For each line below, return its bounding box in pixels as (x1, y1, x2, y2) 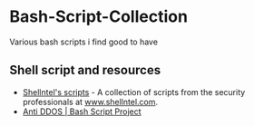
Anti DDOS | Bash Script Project (22, 106, 142, 117)
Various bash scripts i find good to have (9, 36, 159, 47)
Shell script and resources (9, 63, 161, 78)
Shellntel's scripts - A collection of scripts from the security (22, 86, 246, 97)
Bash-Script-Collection (9, 6, 189, 27)
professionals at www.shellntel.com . (22, 96, 159, 107)
